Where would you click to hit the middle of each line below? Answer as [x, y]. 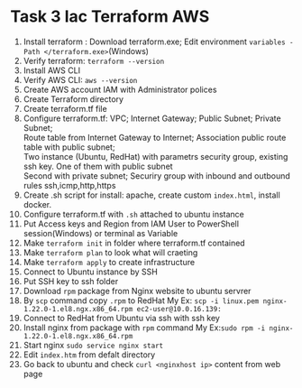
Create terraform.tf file [65, 108]
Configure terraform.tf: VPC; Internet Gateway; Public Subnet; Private [152, 118]
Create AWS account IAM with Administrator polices [120, 89]
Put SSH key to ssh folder [71, 281]
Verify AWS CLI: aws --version [80, 79]
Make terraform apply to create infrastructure [109, 262]
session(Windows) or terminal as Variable [101, 233]
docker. [37, 204]
